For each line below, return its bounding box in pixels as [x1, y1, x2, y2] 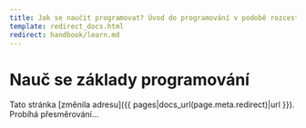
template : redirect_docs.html [9, 22, 125, 31]
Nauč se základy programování [9, 69, 250, 90]
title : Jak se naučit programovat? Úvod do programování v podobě [9, 13, 267, 23]
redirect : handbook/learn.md [9, 30, 120, 39]
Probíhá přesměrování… [9, 109, 99, 120]
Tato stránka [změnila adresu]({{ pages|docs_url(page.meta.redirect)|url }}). [9, 99, 295, 110]
